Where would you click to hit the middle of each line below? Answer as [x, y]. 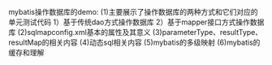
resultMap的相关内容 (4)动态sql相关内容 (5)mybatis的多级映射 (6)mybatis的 [134, 42]
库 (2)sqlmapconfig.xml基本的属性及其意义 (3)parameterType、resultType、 [136, 32]
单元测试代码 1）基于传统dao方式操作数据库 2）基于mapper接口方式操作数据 [136, 22]
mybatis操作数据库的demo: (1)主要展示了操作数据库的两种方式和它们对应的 [133, 12]
